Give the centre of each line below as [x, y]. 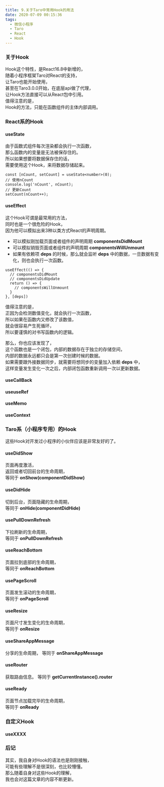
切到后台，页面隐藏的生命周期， [38, 502]
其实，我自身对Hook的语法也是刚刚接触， [49, 760]
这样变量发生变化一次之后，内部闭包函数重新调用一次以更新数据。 [74, 368]
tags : [11, 19]
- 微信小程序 [22, 24]
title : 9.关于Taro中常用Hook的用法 [40, 10]
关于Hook [17, 57]
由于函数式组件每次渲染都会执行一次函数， [50, 146]
